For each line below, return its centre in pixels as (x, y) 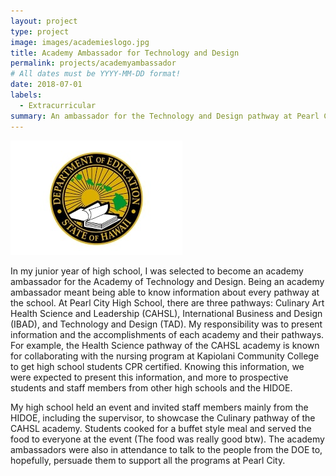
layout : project (44, 21)
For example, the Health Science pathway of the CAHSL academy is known (165, 345)
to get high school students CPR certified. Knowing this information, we (157, 366)
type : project (40, 31)
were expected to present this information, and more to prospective (149, 377)
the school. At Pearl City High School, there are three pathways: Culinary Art (167, 302)
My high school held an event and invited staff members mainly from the (159, 407)
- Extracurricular (58, 105)
